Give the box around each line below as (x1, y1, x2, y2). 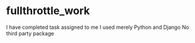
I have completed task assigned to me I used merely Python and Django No (6, 24, 189, 31)
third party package (6, 29, 54, 37)
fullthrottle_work (6, 4, 90, 18)
